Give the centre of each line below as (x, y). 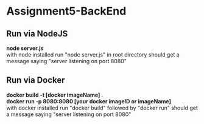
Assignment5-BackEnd (66, 11)
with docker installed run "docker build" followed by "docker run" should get (102, 108)
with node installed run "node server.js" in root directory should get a (93, 55)
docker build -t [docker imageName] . (55, 95)
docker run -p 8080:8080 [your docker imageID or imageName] (89, 101)
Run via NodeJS (37, 34)
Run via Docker (36, 80)
